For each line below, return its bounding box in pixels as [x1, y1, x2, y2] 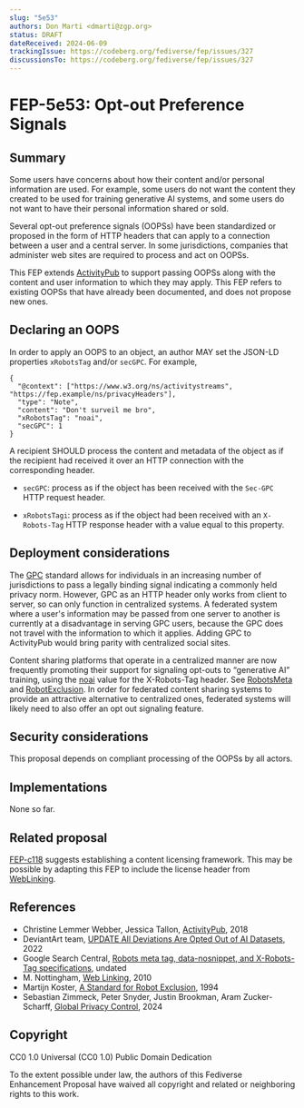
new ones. [9, 296, 48, 307]
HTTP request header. [22, 491, 106, 502]
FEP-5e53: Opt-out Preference [9, 94, 245, 115]
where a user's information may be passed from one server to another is [9, 608, 280, 618]
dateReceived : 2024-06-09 [9, 38, 107, 48]
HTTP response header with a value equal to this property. [65, 519, 285, 529]
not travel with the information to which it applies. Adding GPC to [9, 628, 252, 638]
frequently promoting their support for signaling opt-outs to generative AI [9, 664, 287, 675]
